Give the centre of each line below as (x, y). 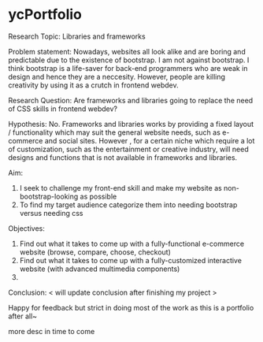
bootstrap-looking (49, 196)
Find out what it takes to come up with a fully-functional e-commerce (132, 243)
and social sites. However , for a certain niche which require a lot (150, 140)
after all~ (23, 316)
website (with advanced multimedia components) (100, 269)
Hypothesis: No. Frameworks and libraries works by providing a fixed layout (131, 124)
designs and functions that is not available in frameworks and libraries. (123, 157)
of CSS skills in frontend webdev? (63, 109)
